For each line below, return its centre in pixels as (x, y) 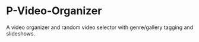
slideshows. (21, 33)
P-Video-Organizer (54, 11)
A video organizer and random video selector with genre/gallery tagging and (100, 27)
